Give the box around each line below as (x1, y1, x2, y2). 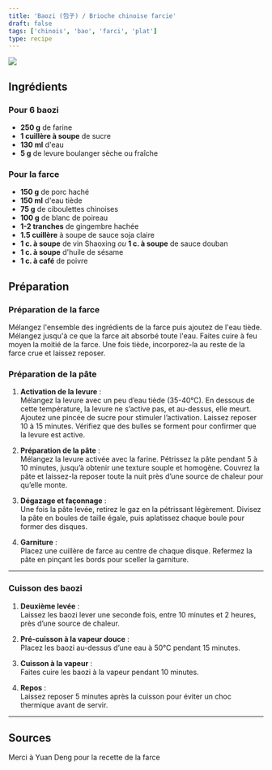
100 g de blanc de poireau (19, 213, 108, 223)
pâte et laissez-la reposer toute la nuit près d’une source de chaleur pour (19, 471, 264, 481)
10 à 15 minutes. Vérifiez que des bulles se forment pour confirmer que (19, 421, 257, 431)
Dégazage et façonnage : (19, 496, 107, 505)
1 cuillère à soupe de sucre (19, 131, 112, 140)
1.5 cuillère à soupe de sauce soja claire (19, 230, 155, 240)
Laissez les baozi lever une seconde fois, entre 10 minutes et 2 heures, (19, 609, 257, 619)
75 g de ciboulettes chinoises (19, 204, 119, 214)
